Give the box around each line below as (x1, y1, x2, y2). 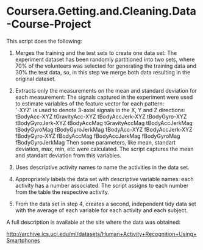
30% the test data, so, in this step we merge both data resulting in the (15, 68, 191, 76)
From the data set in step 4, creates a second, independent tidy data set (15, 200, 196, 207)
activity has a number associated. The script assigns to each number (15, 182, 189, 189)
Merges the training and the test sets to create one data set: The (15, 49, 177, 56)
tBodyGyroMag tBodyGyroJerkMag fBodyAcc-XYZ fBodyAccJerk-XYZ (15, 126, 193, 133)
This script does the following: (6, 37, 82, 45)
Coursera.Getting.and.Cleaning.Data (6, 4, 197, 18)
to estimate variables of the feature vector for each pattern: (15, 99, 165, 107)
